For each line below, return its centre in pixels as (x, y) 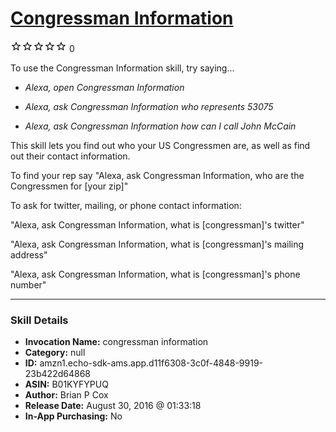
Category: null (55, 353)
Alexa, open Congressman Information (104, 87)
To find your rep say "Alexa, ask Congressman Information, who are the (157, 175)
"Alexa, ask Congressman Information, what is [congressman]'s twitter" (157, 224)
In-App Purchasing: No (73, 416)
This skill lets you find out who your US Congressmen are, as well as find (160, 145)
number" (28, 284)
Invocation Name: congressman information (116, 342)
